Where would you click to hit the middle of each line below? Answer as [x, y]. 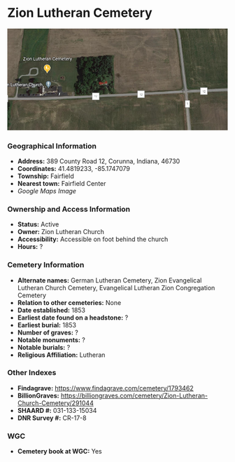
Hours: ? [30, 247]
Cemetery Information [46, 265]
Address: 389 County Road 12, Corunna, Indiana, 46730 [99, 161]
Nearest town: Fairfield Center [62, 183]
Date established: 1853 [51, 310]
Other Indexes [32, 373]
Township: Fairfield [46, 176]
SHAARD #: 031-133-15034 [57, 410]
